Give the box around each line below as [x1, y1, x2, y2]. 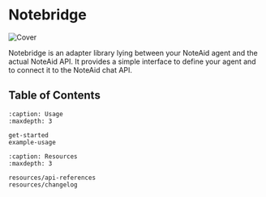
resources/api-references [8, 174, 96, 182]
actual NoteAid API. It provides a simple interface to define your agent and [8, 57, 257, 66]
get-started [8, 131, 49, 139]
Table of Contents [8, 89, 101, 103]
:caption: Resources [8, 152, 79, 161]
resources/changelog [8, 180, 79, 189]
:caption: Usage [8, 110, 63, 118]
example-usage [8, 138, 57, 146]
